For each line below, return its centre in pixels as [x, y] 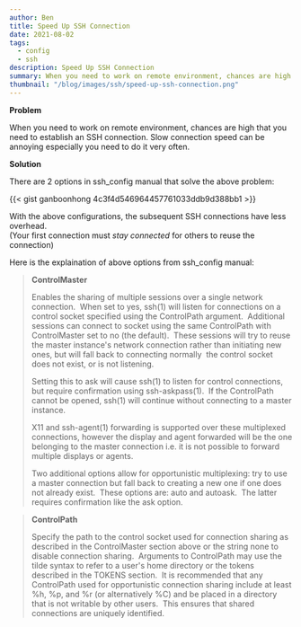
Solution [26, 163]
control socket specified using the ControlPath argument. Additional [158, 316]
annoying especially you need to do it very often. [100, 146]
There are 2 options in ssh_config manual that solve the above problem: [142, 181]
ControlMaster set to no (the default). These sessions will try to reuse [161, 335]
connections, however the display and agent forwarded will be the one [162, 437]
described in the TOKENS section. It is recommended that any [147, 575]
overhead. [28, 225]
